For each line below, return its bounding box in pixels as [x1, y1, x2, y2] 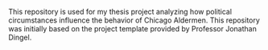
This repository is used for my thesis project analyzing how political [8, 7, 232, 16]
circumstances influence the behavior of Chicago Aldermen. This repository [8, 15, 260, 25]
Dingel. [8, 32, 32, 42]
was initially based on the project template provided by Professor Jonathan [8, 24, 258, 33]
